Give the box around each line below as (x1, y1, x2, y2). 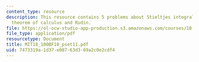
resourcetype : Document (6, 36, 65, 42)
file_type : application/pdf (6, 31, 76, 37)
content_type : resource (6, 8, 65, 15)
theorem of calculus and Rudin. (11, 19, 92, 25)
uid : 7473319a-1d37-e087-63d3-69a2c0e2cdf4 (6, 47, 115, 53)
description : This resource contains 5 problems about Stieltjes (6, 14, 171, 20)
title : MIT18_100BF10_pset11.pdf (6, 42, 89, 48)
